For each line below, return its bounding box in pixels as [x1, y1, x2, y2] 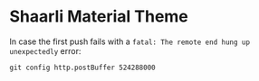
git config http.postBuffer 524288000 [9, 63, 156, 72]
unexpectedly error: [9, 45, 82, 56]
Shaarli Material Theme [9, 6, 188, 27]
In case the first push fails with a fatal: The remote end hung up [9, 36, 251, 47]
